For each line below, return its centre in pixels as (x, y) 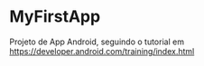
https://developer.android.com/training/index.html (102, 51)
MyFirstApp (55, 17)
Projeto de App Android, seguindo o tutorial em (97, 42)
